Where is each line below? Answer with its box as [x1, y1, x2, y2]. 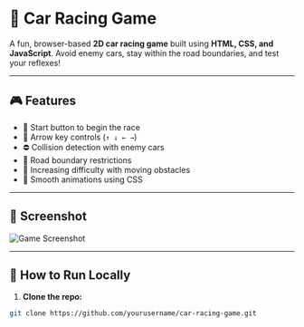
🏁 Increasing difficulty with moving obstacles [22, 164, 191, 175]
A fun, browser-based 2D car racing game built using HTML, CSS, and [9, 38, 274, 49]
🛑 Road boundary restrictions [22, 154, 132, 166]
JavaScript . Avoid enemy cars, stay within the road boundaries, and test [9, 47, 280, 58]
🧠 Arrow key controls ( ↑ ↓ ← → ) [22, 131, 138, 142]
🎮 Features [9, 93, 77, 109]
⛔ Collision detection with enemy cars [22, 141, 165, 152]
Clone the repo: [22, 292, 83, 303]
